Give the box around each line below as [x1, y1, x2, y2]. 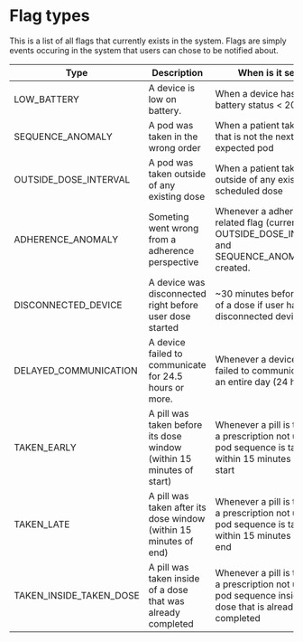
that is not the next [215, 130, 295, 143]
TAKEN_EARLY [14, 440, 77, 453]
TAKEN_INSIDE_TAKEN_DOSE [14, 589, 140, 601]
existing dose [148, 190, 206, 203]
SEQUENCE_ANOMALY [14, 130, 113, 143]
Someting [148, 210, 189, 222]
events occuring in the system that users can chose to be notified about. [9, 44, 280, 55]
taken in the [148, 130, 198, 143]
